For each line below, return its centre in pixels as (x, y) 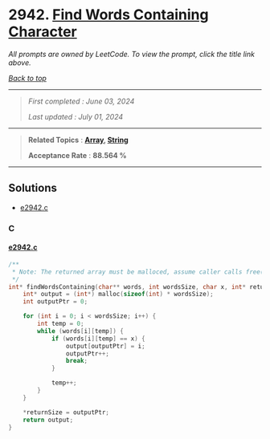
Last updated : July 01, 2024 (76, 116)
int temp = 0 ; (61, 323)
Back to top (27, 78)
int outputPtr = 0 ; (55, 302)
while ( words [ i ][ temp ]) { (81, 331)
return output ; (48, 420)
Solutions (33, 188)
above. (20, 63)
